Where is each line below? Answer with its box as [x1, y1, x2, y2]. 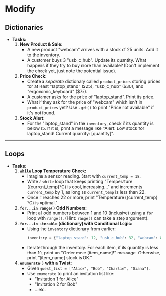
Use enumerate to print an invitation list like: [27, 270, 115, 276]
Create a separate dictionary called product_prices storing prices [27, 78, 161, 84]
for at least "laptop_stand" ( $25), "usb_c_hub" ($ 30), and [27, 84, 144, 89]
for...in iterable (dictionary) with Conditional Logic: [19, 220, 133, 226]
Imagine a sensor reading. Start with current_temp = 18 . [27, 173, 141, 179]
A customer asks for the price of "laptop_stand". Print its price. [27, 94, 155, 100]
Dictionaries [5, 23, 43, 32]
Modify [5, 3, 36, 15]
